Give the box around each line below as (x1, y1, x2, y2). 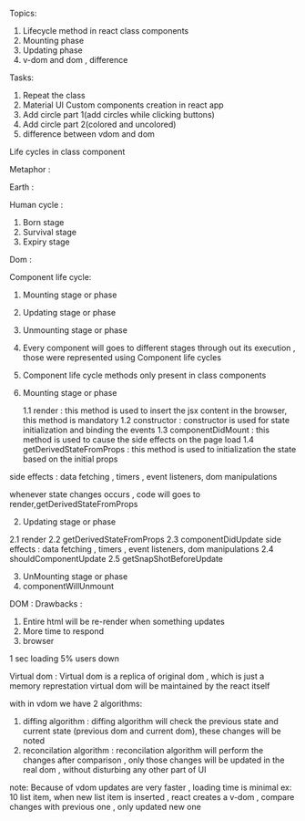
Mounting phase (22, 36, 85, 46)
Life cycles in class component (9, 146, 126, 157)
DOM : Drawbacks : (9, 598, 83, 609)
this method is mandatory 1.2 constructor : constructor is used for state (22, 415, 290, 425)
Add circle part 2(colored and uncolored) (22, 119, 177, 130)
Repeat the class (22, 90, 86, 100)
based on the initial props (22, 453, 118, 464)
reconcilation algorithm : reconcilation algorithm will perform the (22, 745, 264, 755)
